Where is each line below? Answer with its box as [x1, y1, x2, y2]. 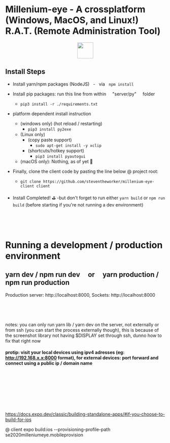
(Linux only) [20, 131, 46, 137]
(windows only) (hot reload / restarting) [20, 120, 103, 126]
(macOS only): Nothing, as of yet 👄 [20, 158, 93, 164]
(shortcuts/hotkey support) [27, 147, 85, 153]
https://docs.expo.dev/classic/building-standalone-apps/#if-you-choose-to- [5, 411, 165, 417]
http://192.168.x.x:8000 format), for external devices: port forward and [5, 355, 159, 361]
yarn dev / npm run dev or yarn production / [5, 270, 159, 279]
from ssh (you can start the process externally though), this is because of [5, 327, 159, 333]
